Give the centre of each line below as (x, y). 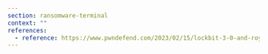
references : (27, 30)
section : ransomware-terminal (58, 15)
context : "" (27, 23)
